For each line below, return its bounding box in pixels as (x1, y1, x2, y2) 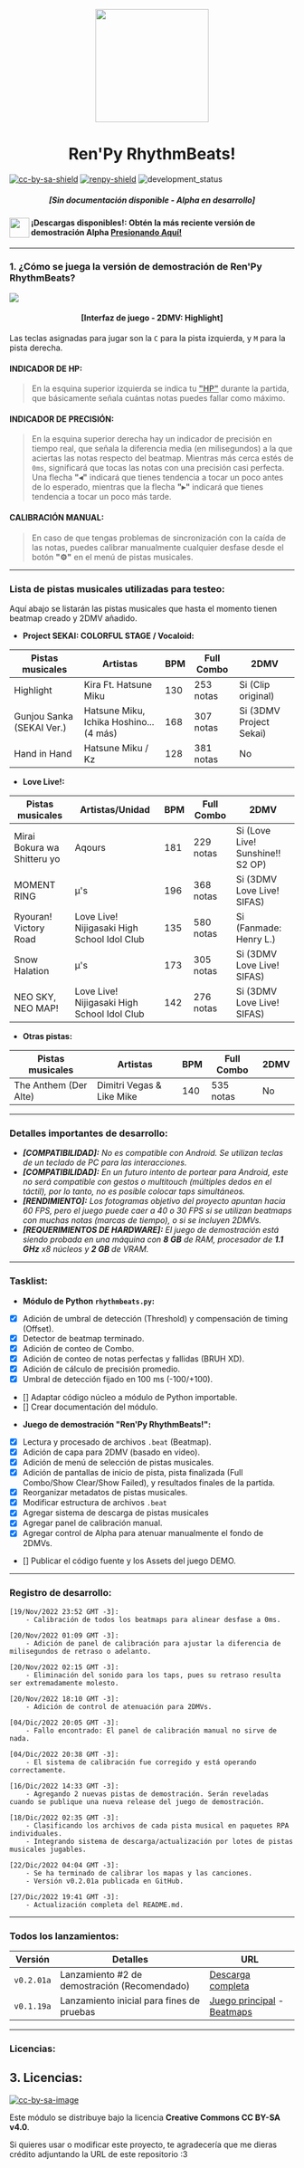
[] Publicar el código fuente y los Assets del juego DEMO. (22, 1555, 237, 1566)
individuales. (9, 1829, 63, 1838)
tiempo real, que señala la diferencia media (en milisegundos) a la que (31, 444, 293, 454)
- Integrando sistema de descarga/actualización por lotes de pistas (25, 1837, 294, 1846)
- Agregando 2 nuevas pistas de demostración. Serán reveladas (25, 1789, 270, 1799)
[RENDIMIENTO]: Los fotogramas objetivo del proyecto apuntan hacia (22, 1196, 286, 1207)
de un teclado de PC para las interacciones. (22, 1157, 187, 1168)
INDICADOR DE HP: (9, 363, 83, 374)
